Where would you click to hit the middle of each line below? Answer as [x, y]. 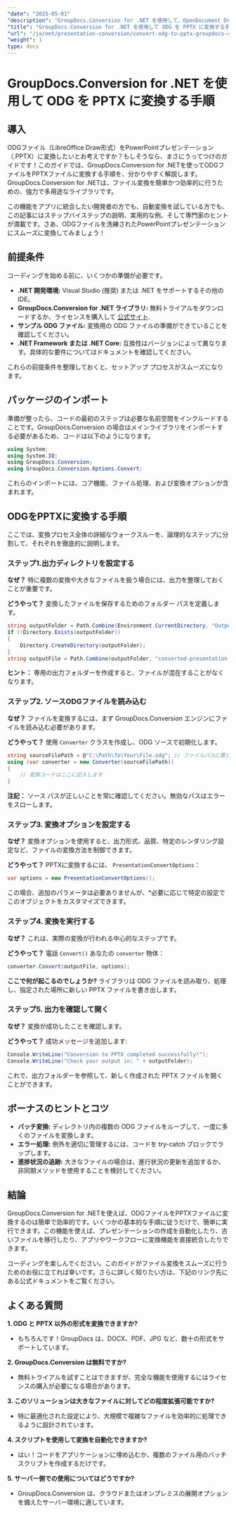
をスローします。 [32, 805]
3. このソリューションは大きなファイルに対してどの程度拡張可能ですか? [111, 1400]
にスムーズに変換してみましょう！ [56, 233]
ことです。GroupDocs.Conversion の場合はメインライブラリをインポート [112, 427]
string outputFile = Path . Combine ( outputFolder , [80, 659]
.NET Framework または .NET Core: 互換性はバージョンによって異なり [119, 343]
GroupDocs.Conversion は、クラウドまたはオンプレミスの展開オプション [123, 1493]
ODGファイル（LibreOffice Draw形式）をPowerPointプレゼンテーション [111, 147]
